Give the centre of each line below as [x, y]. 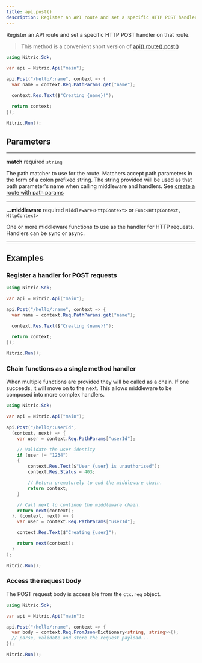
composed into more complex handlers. [56, 395]
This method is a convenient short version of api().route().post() [100, 46]
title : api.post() [29, 12]
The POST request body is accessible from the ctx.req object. [84, 594]
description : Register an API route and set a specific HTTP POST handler [102, 17]
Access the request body [44, 581]
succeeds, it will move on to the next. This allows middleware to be [89, 388]
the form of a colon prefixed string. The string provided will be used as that [99, 180]
